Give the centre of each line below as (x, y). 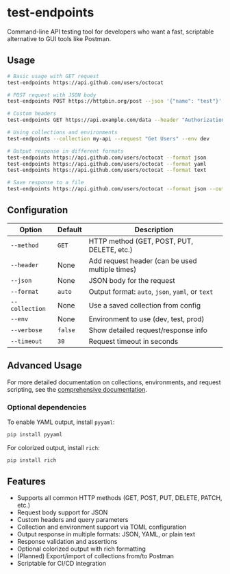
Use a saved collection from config (144, 305)
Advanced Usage (44, 365)
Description (154, 229)
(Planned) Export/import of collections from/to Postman (95, 556)
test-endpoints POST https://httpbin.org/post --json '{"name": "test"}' (115, 101)
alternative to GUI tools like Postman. (59, 38)
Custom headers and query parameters (73, 520)
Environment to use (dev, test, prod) (146, 319)
